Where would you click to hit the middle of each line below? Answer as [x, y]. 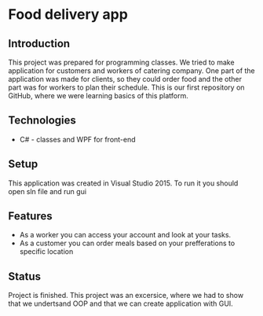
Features [30, 217]
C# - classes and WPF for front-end [77, 139]
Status [25, 276]
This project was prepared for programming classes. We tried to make [121, 62]
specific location [46, 252]
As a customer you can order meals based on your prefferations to [127, 243]
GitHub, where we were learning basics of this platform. [98, 96]
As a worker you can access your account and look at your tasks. [125, 235]
